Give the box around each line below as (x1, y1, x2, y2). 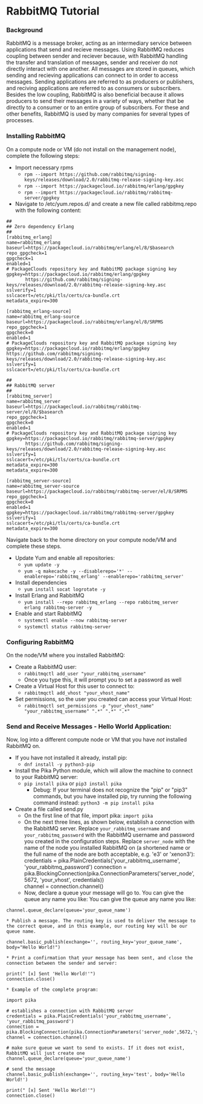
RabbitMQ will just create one (6, 1050, 85, 1057)
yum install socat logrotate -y (24, 586, 106, 593)
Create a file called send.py (14, 806, 83, 813)
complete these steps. (6, 542, 62, 550)
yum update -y (24, 562, 60, 568)
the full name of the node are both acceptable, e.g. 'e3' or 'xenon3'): (24, 850, 195, 858)
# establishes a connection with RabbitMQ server (6, 1008, 134, 1014)
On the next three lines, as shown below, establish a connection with (24, 818, 195, 826)
